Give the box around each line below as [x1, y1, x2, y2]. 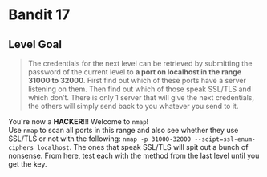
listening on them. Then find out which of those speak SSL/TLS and [27, 84, 251, 94]
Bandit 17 [8, 6, 71, 24]
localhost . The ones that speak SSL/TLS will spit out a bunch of [37, 143, 249, 151]
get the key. [8, 159, 47, 169]
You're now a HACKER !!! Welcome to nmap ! [8, 117, 149, 126]
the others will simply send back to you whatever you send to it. [27, 102, 239, 111]
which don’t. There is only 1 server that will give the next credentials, [27, 93, 255, 102]
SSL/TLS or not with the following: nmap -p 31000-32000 [8, 134, 191, 143]
